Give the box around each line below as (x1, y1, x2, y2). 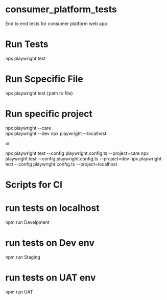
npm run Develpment (5, 219, 50, 225)
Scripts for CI (5, 179, 63, 190)
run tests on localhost (5, 202, 100, 214)
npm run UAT (5, 289, 33, 295)
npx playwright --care (5, 125, 52, 131)
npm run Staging (5, 254, 41, 260)
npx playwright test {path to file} (5, 90, 73, 96)
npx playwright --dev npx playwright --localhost (5, 130, 107, 136)
